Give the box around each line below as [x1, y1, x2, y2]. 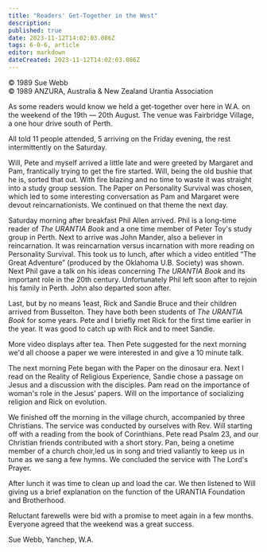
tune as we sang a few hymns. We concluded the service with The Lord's [8, 454, 249, 464]
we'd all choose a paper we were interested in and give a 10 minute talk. [8, 348, 244, 357]
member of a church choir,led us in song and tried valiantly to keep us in [8, 446, 245, 456]
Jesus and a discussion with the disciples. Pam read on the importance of [8, 379, 250, 390]
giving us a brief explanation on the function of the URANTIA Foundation [8, 487, 246, 496]
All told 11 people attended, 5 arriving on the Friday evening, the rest [8, 134, 231, 143]
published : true [8, 26, 62, 34]
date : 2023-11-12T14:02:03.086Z [8, 33, 115, 42]
